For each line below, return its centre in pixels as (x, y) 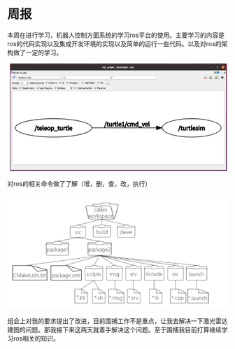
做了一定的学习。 (38, 52)
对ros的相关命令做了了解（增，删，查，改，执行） (79, 183)
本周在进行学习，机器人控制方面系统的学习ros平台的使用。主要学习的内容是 (116, 35)
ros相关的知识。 (36, 339)
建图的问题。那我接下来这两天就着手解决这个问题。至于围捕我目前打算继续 (114, 330)
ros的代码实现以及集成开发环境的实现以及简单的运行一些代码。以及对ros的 (114, 43)
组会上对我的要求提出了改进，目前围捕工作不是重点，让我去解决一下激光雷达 (117, 321)
